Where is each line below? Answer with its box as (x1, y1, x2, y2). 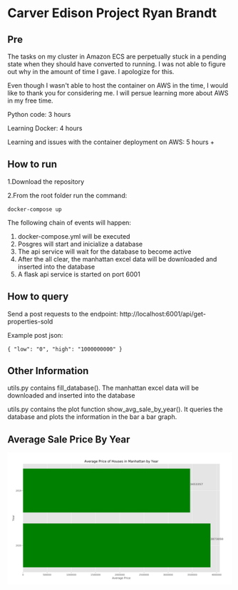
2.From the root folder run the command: (7, 191, 128, 200)
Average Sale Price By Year (7, 433, 130, 445)
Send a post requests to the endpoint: (7, 309, 118, 318)
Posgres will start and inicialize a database (17, 239, 143, 248)
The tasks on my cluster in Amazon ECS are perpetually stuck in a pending (7, 52, 227, 61)
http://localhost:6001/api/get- (119, 309, 207, 318)
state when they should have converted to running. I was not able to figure (7, 60, 226, 68)
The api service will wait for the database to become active (17, 247, 192, 256)
